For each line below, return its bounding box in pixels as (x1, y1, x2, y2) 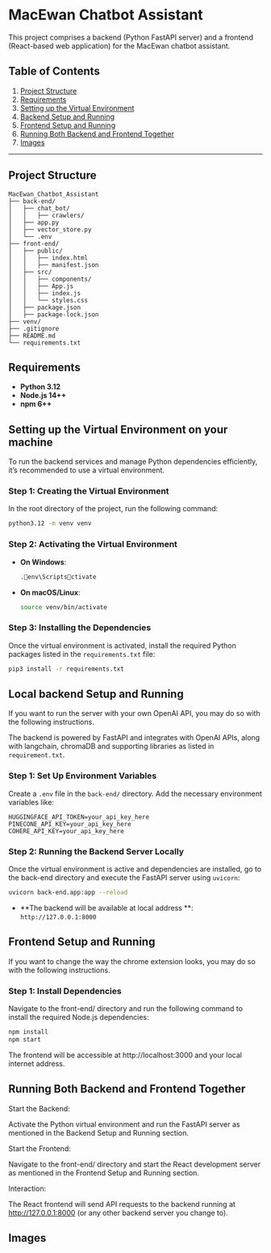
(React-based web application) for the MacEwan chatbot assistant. (8, 40, 231, 50)
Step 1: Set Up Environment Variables (8, 770, 157, 781)
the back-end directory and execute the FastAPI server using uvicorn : (8, 872, 240, 883)
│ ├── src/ (8, 268, 52, 276)
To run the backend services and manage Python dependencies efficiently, (8, 457, 258, 467)
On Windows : (19, 557, 67, 567)
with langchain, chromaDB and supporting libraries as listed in (8, 742, 215, 751)
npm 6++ (19, 399, 52, 409)
